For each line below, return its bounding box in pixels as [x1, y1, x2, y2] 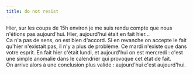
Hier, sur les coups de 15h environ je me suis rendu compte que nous [6, 24, 173, 31]
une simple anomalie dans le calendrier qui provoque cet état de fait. [6, 55, 171, 62]
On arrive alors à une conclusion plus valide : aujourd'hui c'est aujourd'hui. [6, 61, 186, 68]
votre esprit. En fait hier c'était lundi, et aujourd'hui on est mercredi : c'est [6, 49, 183, 55]
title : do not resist [6, 8, 59, 14]
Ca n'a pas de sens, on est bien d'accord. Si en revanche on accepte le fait [6, 36, 187, 43]
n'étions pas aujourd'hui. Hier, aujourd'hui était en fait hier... [6, 30, 150, 38]
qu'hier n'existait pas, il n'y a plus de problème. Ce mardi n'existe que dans [6, 43, 187, 50]
